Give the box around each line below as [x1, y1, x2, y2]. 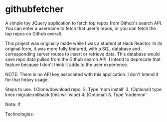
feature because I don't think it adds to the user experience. [5, 61, 128, 67]
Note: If [5, 101, 21, 107]
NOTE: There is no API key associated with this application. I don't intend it [5, 71, 159, 77]
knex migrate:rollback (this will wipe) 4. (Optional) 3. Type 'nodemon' [5, 91, 147, 97]
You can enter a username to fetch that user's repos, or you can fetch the [5, 25, 156, 31]
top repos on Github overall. [5, 30, 62, 36]
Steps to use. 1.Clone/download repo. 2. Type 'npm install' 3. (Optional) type [5, 86, 162, 92]
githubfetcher [5, 3, 64, 15]
